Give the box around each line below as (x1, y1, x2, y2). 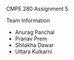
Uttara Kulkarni (14, 48, 52, 55)
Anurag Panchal (14, 28, 55, 36)
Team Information (6, 17, 50, 24)
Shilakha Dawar (14, 42, 54, 48)
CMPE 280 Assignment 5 (6, 5, 69, 12)
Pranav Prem (14, 35, 48, 42)
